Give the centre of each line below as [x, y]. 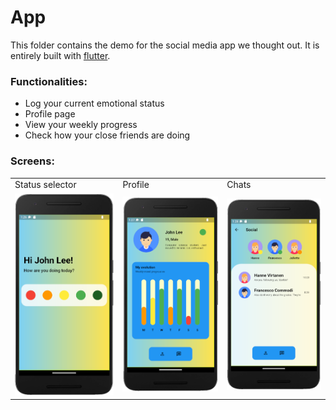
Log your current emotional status [94, 103]
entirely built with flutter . [60, 55]
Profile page [50, 114]
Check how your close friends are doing [107, 135]
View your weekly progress [81, 125]
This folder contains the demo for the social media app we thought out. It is [165, 45]
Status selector [45, 185]
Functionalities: [49, 81]
